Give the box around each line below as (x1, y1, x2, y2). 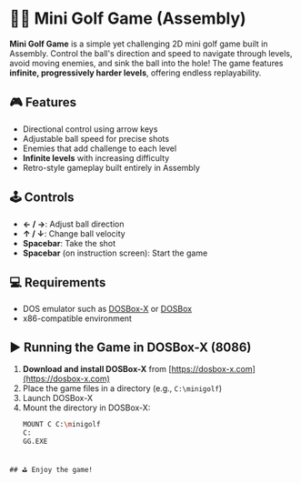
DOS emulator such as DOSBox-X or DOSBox (22, 304, 193, 315)
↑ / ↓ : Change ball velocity (22, 227, 125, 239)
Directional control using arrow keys (22, 123, 158, 135)
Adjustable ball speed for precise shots (22, 133, 170, 144)
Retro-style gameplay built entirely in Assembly (22, 162, 200, 173)
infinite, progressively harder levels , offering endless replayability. (9, 67, 262, 78)
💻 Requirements (9, 275, 106, 290)
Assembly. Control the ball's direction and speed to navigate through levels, (9, 47, 293, 58)
